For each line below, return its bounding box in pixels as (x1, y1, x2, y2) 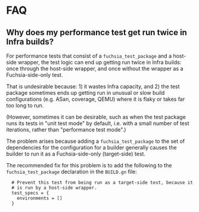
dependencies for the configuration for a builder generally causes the (6, 144, 177, 151)
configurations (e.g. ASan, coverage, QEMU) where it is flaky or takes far (6, 96, 185, 102)
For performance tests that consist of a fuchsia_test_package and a (6, 52, 172, 60)
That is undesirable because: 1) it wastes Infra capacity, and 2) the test (6, 83, 180, 90)
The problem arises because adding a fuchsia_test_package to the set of (6, 138, 185, 145)
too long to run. (6, 102, 44, 109)
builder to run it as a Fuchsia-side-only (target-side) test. (6, 150, 146, 157)
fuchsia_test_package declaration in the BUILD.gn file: (6, 168, 137, 175)
